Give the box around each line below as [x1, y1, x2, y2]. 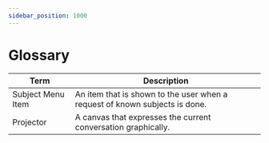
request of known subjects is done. [74, 98, 207, 109]
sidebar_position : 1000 [8, 11, 88, 20]
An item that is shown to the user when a [74, 89, 228, 100]
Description [143, 75, 189, 86]
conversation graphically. [74, 121, 171, 133]
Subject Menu [12, 89, 66, 100]
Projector [12, 117, 47, 128]
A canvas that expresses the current [74, 111, 211, 122]
